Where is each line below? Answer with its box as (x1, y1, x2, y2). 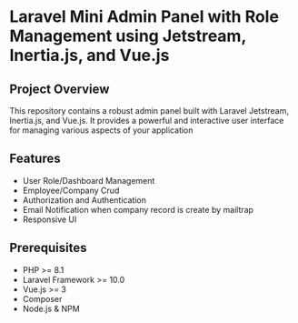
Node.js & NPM (22, 303, 80, 314)
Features (9, 151, 61, 167)
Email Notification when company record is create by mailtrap (22, 204, 254, 215)
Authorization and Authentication (22, 194, 147, 206)
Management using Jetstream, (9, 25, 247, 46)
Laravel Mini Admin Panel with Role (9, 6, 280, 27)
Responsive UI (22, 214, 77, 225)
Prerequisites (9, 240, 87, 256)
